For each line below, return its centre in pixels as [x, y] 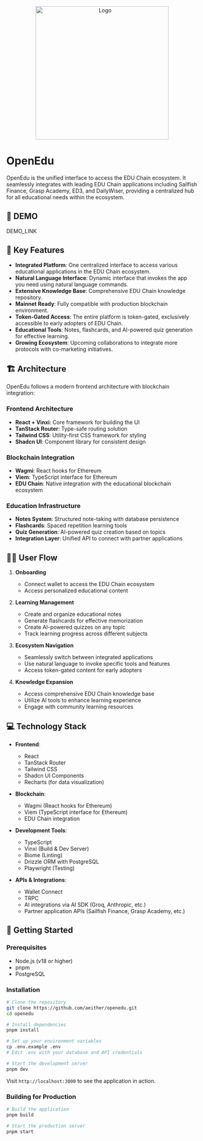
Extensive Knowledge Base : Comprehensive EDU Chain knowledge [100, 291]
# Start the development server [47, 1063]
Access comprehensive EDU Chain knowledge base [89, 694]
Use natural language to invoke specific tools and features [97, 664]
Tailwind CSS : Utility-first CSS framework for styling [81, 435]
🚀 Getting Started [40, 931]
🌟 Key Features [36, 250]
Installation [23, 989]
